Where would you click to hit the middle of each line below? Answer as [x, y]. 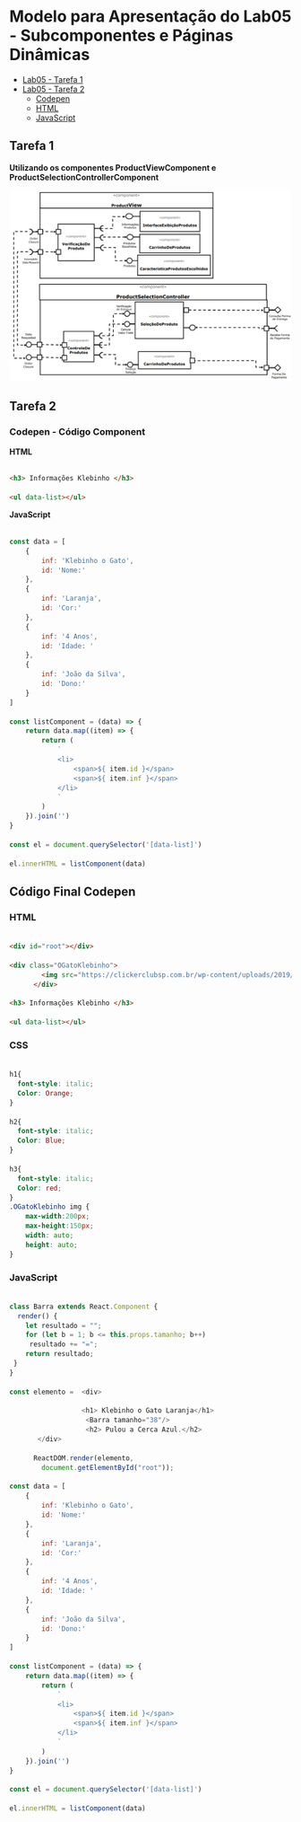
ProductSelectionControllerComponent [84, 177]
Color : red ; [40, 1188]
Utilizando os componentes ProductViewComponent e [113, 167]
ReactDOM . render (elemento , [83, 1458]
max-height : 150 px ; [60, 1226]
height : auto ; [52, 1245]
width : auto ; [50, 1236]
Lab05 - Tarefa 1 [52, 79]
